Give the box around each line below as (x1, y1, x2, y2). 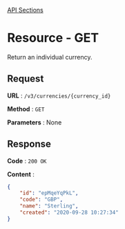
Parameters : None (7, 118, 62, 127)
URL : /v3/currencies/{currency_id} (7, 91, 111, 100)
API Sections (7, 6, 44, 14)
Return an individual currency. (7, 53, 93, 61)
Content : (7, 170, 35, 178)
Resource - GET (7, 30, 99, 46)
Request (7, 73, 44, 85)
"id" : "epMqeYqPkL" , (19, 190, 79, 196)
